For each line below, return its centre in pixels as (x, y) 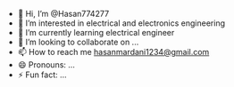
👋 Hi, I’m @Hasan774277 (63, 14)
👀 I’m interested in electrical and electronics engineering (121, 23)
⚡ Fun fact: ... (42, 75)
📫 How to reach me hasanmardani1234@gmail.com (113, 52)
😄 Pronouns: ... (46, 65)
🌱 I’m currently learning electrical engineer (96, 32)
